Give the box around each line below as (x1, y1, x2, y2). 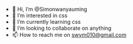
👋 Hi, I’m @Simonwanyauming (12, 6, 87, 12)
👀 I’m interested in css (12, 12, 68, 19)
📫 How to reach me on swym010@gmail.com (12, 32, 126, 38)
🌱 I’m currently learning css (12, 18, 81, 25)
